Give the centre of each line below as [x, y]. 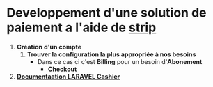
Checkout [62, 69]
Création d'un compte [49, 47]
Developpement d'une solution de [106, 13]
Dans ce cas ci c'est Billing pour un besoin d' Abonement [120, 61]
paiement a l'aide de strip [81, 27]
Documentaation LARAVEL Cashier [68, 76]
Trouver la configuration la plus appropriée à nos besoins [111, 54]
